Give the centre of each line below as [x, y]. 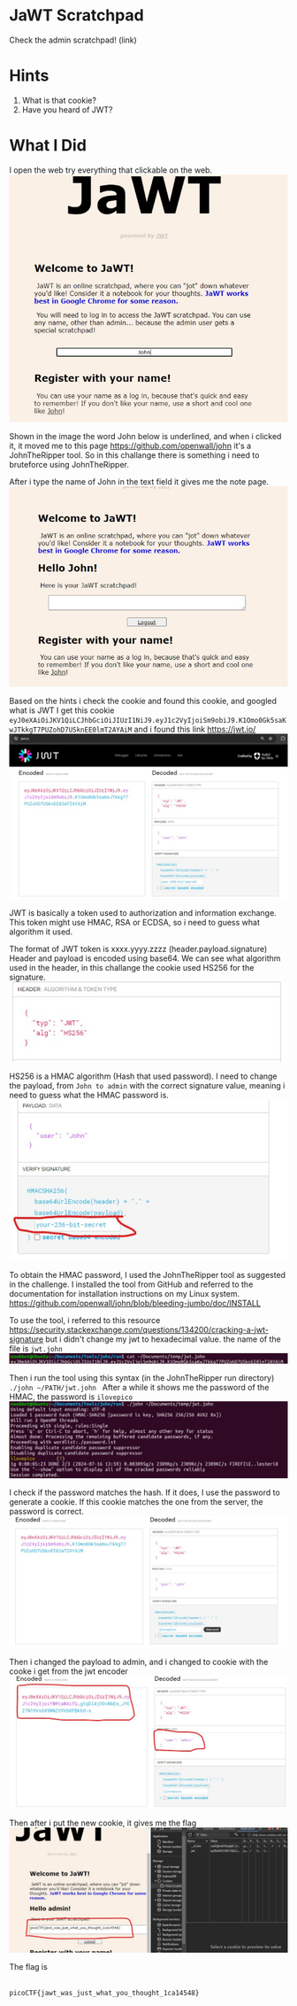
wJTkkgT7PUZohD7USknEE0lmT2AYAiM [71, 730]
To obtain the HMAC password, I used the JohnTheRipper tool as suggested [147, 1274]
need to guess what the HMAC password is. [89, 1095]
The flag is [29, 1966]
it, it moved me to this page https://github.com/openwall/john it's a [130, 445]
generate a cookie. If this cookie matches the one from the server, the [136, 1502]
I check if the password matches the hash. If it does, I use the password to [145, 1492]
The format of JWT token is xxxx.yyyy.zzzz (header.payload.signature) [138, 949]
